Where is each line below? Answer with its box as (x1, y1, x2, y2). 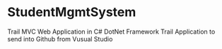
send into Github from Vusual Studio (7, 34, 113, 43)
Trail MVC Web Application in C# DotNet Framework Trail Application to (7, 27, 216, 36)
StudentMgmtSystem (7, 4, 136, 20)
